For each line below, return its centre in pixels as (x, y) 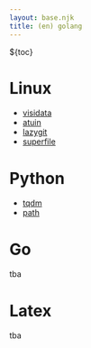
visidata (37, 113)
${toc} (21, 51)
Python (37, 178)
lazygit (35, 133)
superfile (39, 142)
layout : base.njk (42, 18)
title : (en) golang (46, 26)
